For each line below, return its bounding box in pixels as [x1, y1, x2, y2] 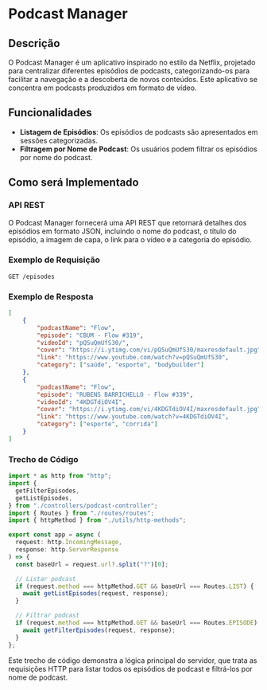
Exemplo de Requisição [8, 254, 101, 265]
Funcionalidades [8, 106, 93, 120]
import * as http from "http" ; [8, 472, 112, 480]
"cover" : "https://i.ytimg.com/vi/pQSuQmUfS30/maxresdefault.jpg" [37, 346, 261, 355]
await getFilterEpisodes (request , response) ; [22, 626, 176, 634]
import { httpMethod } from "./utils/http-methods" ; [8, 516, 187, 524]
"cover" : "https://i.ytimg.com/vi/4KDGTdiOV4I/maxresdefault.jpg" [37, 406, 261, 414]
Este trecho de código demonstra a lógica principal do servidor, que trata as [8, 655, 257, 665]
